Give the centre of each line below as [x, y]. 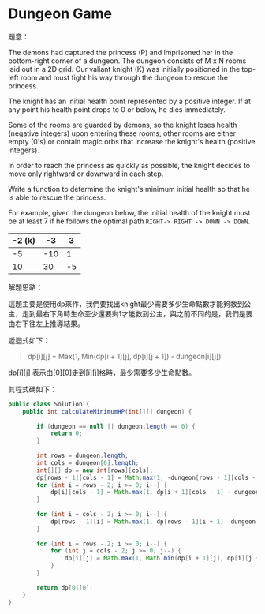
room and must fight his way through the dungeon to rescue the [124, 77]
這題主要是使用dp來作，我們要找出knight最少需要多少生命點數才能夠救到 [126, 304]
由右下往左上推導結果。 [46, 324]
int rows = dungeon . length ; [82, 456]
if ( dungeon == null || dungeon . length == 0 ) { [116, 426]
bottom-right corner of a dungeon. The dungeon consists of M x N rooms [127, 61]
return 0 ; [66, 434]
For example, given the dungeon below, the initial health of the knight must [129, 212]
